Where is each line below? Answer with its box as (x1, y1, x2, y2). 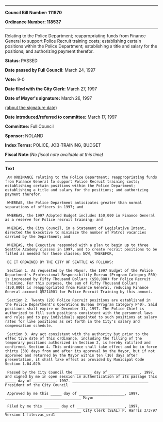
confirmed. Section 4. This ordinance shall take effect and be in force (5, 344, 158, 349)
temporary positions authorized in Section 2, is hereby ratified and (5, 340, 151, 345)
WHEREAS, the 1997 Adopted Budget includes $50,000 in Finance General (7, 213, 155, 218)
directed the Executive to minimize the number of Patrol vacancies (5, 230, 147, 235)
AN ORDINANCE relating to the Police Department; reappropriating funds (7, 175, 158, 180)
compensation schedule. (5, 323, 53, 328)
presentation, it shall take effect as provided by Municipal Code (5, 357, 145, 362)
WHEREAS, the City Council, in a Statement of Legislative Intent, (7, 226, 147, 231)
